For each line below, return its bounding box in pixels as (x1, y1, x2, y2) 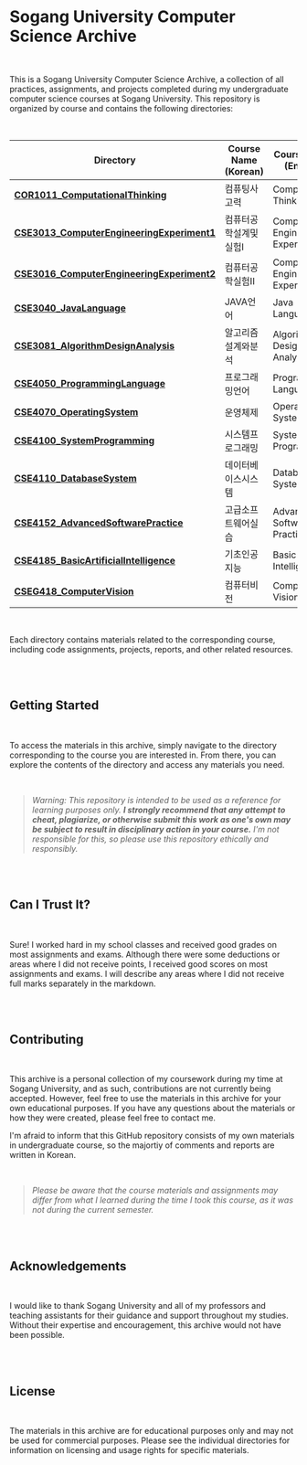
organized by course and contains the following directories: (9, 102, 234, 113)
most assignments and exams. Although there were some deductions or (9, 949, 281, 960)
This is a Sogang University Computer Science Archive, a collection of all (9, 73, 285, 84)
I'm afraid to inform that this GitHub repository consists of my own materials (9, 1131, 295, 1141)
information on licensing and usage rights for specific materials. (9, 1445, 249, 1455)
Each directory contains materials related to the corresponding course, (9, 633, 276, 645)
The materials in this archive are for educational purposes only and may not (9, 1426, 294, 1436)
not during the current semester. (31, 1205, 154, 1216)
